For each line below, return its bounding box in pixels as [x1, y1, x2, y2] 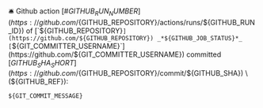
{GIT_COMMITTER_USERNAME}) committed [78, 50, 222, 59]
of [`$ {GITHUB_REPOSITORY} [25, 26, 124, 35]
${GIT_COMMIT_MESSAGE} [8, 91, 83, 100]
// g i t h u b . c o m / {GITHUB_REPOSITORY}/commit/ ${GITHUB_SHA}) [33, 68, 244, 77]
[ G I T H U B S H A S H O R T [8, 58, 74, 69]
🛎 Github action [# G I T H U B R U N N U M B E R [8, 6, 139, 17]
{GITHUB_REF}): [15, 76, 69, 86]
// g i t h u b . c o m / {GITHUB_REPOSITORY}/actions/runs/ [33, 18, 204, 27]
